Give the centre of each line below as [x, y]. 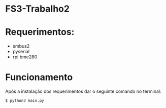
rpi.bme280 [25, 57]
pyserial [21, 52]
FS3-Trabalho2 [38, 9]
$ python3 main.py [25, 101]
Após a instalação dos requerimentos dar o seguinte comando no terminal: [83, 91]
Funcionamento [39, 77]
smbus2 [21, 46]
